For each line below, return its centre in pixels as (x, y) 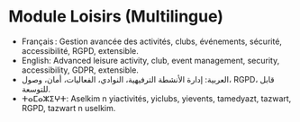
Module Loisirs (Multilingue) (116, 17)
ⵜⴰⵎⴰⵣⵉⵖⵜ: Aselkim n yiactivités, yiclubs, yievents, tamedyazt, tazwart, (156, 98)
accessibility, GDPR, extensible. (80, 70)
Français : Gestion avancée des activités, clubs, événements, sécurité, (152, 41)
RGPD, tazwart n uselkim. (68, 108)
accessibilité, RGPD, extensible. (80, 50)
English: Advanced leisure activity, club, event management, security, (150, 60)
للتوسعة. (36, 89)
